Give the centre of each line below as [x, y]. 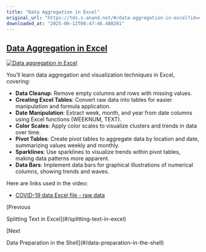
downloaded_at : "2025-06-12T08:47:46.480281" [65, 23]
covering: [18, 82]
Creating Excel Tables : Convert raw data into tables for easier [94, 100]
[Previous [18, 207]
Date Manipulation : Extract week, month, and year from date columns [104, 113]
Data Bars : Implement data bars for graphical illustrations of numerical [104, 165]
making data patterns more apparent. [62, 158]
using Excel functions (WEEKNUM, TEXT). [68, 120]
